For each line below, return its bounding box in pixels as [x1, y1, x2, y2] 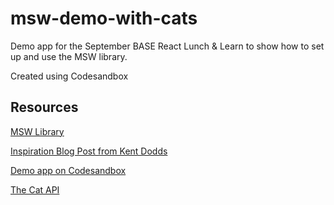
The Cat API [10, 183, 60, 196]
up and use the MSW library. [10, 50, 128, 62]
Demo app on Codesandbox [10, 164, 127, 176]
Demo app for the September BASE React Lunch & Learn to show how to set [10, 40, 325, 52]
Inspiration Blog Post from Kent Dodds [10, 145, 168, 157]
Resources [10, 99, 79, 116]
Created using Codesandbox [10, 70, 129, 82]
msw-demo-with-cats [10, 7, 198, 30]
